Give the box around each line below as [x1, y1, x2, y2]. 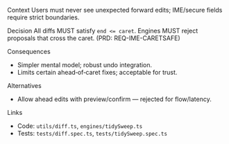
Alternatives [7, 82, 42, 89]
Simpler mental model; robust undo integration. [17, 61, 153, 69]
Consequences [7, 48, 51, 55]
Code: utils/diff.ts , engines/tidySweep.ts [17, 122, 143, 130]
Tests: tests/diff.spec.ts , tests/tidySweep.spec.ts [17, 129, 168, 137]
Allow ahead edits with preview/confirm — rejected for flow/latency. [17, 95, 212, 103]
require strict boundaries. [7, 13, 80, 21]
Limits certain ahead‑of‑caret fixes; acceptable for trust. [17, 69, 178, 76]
